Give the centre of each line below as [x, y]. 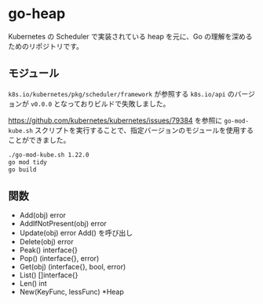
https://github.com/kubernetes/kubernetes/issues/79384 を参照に [115, 120]
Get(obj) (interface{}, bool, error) [73, 267]
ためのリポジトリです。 [46, 46]
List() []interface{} [49, 275]
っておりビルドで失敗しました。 [119, 104]
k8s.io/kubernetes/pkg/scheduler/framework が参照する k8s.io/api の [121, 93]
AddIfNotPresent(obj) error [63, 224]
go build [22, 170]
